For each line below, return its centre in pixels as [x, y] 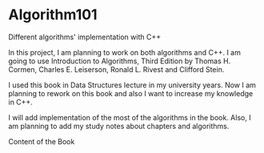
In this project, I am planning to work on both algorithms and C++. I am [125, 52]
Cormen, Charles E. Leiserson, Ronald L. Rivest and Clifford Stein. [116, 69]
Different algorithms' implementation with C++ [85, 37]
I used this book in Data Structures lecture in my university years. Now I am [132, 85]
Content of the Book [42, 141]
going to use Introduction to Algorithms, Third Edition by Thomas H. [120, 61]
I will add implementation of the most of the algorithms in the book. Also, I [130, 117]
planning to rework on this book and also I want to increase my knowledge [131, 93]
